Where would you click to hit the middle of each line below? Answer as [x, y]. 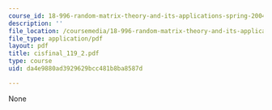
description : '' [36, 23]
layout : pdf [28, 46]
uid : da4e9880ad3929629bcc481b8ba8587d [76, 69]
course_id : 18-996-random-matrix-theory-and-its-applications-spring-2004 [137, 16]
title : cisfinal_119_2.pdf [54, 53]
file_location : [34, 31]
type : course [30, 61]
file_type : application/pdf [56, 38]
